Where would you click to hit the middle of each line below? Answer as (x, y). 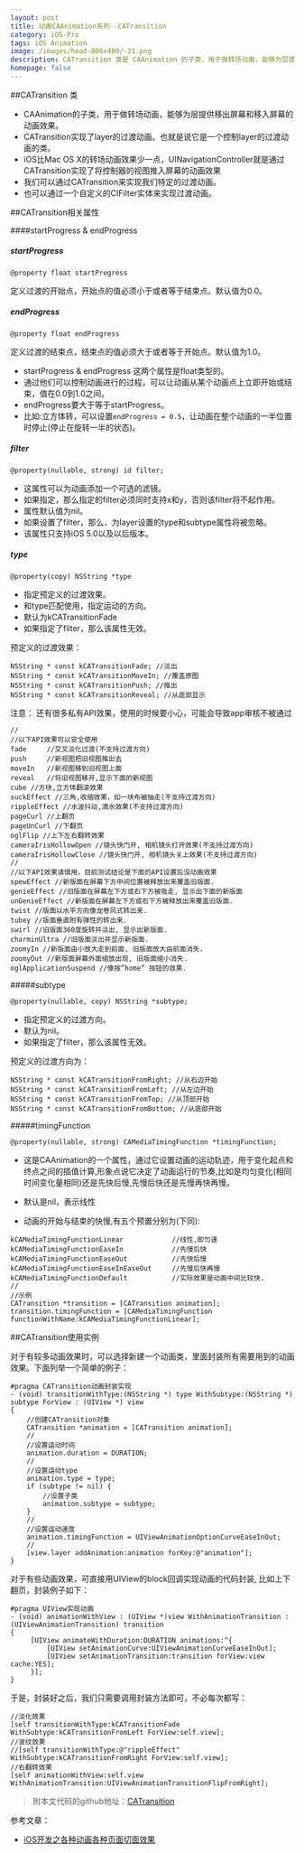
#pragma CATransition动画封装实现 (71, 1386)
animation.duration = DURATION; (87, 1453)
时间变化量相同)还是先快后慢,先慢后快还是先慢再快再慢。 (129, 1182)
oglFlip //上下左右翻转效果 (57, 835)
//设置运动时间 (51, 1445)
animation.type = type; (71, 1478)
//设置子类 (60, 1495)
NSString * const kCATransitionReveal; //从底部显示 (108, 695)
